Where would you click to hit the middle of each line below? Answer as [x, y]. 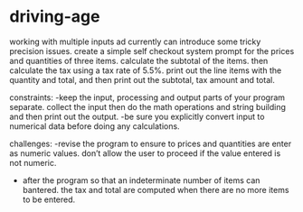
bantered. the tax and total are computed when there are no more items [156, 189]
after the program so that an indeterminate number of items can [141, 180]
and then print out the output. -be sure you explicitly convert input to [137, 116]
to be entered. [49, 199]
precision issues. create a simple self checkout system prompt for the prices [152, 51]
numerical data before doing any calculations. [95, 126]
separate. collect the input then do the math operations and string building [148, 106]
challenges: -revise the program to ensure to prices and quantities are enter [151, 143]
